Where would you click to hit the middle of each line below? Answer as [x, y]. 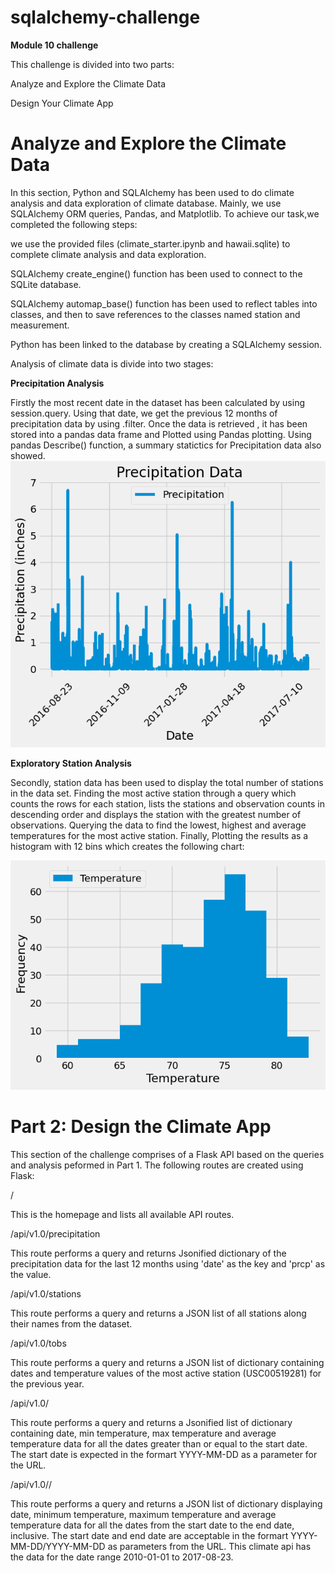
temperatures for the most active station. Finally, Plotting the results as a [159, 836]
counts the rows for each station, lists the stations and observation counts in [167, 804]
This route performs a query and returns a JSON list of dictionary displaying [166, 1503]
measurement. [40, 325]
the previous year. [47, 1383]
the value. [31, 1274]
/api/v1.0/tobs [38, 1343]
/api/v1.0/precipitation [55, 1233]
